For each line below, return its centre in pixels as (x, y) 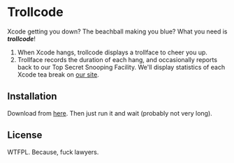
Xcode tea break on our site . (58, 75)
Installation (32, 96)
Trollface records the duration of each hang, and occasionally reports (117, 59)
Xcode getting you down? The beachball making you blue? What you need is (118, 31)
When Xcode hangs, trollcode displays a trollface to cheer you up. (112, 52)
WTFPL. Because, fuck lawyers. (53, 152)
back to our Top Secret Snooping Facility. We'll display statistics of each (121, 67)
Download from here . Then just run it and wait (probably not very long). (110, 113)
